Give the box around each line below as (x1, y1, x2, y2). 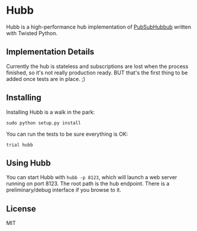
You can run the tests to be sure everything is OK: (6, 130, 129, 138)
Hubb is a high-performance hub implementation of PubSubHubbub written (6, 23, 192, 30)
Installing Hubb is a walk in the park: (6, 108, 95, 115)
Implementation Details (6, 47, 95, 57)
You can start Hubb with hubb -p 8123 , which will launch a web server (6, 174, 177, 181)
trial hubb (6, 142, 33, 148)
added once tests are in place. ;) (6, 75, 86, 82)
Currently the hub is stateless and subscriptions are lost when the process (6, 63, 189, 70)
